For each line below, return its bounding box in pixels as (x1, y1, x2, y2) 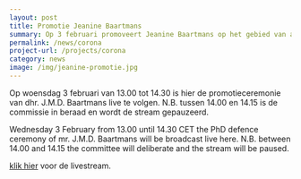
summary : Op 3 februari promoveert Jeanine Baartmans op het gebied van (9, 30, 287, 38)
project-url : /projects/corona (9, 47, 126, 55)
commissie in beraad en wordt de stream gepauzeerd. (9, 107, 209, 117)
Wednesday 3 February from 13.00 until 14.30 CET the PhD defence (9, 124, 259, 134)
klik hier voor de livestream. (9, 160, 112, 171)
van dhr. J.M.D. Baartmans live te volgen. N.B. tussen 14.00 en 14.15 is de (9, 97, 278, 107)
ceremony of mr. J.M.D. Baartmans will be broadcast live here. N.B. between (9, 133, 291, 144)
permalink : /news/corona (9, 38, 102, 47)
